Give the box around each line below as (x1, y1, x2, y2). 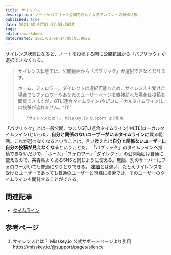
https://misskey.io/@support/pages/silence (12, 244, 104, 250)
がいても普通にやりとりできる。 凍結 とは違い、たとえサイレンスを (22, 163, 162, 169)
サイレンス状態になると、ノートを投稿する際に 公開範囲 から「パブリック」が (5, 51, 166, 57)
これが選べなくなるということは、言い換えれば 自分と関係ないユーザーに (14, 137, 166, 144)
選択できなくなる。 (5, 57, 46, 63)
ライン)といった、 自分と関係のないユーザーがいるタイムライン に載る (14, 131, 158, 137)
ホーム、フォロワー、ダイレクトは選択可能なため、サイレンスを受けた (17, 85, 165, 91)
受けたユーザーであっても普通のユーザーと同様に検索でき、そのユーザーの (5, 170, 161, 176)
